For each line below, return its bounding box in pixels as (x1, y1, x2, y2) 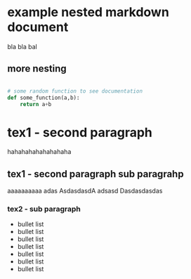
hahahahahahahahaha (7, 148, 72, 156)
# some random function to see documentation (7, 87, 143, 95)
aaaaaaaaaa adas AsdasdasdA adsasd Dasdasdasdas (7, 187, 163, 195)
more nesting (7, 63, 67, 74)
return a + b (20, 100, 52, 108)
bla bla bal (7, 42, 37, 51)
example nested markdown (7, 4, 170, 20)
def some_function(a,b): (7, 94, 80, 101)
